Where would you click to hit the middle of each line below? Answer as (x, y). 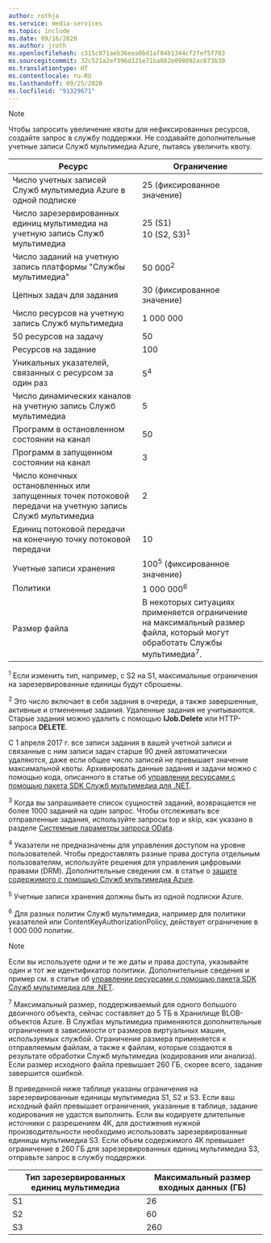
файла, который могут (186, 633)
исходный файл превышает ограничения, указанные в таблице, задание (133, 1106)
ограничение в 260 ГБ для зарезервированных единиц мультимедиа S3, (134, 1149)
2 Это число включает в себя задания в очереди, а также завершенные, (133, 701)
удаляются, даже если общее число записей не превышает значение (128, 760)
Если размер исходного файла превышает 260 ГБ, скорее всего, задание (135, 1064)
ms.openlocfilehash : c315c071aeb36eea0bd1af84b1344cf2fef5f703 (117, 53)
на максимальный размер (194, 622)
